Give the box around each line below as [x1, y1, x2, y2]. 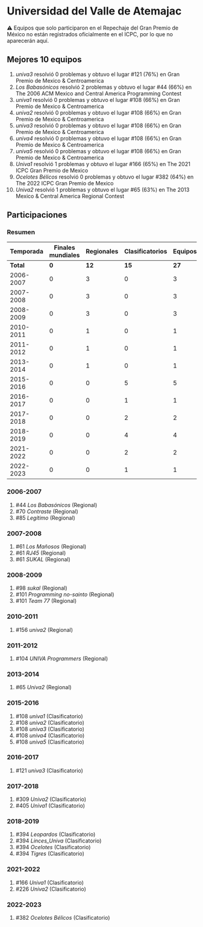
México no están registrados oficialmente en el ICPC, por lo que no [7, 30, 173, 37]
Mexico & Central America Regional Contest [15, 192, 125, 200]
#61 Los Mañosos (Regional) [15, 543, 87, 550]
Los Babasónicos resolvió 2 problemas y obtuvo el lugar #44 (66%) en [15, 83, 192, 91]
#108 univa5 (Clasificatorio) [15, 738, 85, 745]
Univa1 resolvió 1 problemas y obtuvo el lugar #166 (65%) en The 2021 [15, 160, 190, 167]
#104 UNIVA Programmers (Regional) [15, 655, 108, 662]
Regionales [86, 247, 119, 256]
